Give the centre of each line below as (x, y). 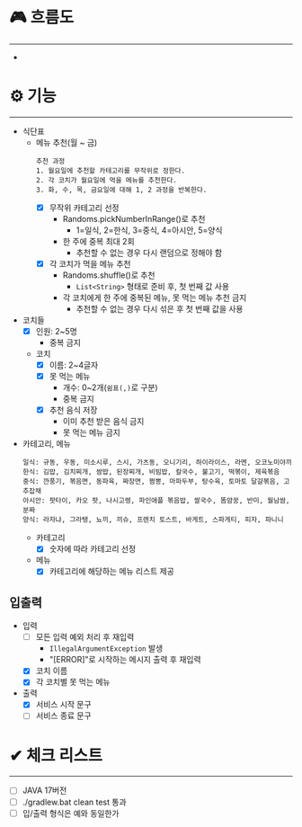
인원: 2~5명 (57, 331)
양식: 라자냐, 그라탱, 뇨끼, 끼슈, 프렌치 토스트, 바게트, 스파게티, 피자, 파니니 (153, 520)
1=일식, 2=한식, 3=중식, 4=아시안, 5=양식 (149, 230)
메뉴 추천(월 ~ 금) (67, 142)
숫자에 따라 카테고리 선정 (93, 549)
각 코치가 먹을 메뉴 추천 (90, 263)
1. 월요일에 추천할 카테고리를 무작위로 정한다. (111, 171)
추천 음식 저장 (73, 410)
